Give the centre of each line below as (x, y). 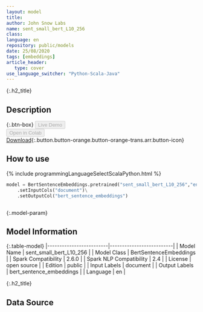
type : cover (29, 68)
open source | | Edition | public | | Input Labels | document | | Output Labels (100, 266)
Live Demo (50, 125)
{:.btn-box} (20, 125)
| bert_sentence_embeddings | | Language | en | (66, 272)
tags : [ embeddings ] (31, 57)
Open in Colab (26, 133)
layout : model (24, 12)
